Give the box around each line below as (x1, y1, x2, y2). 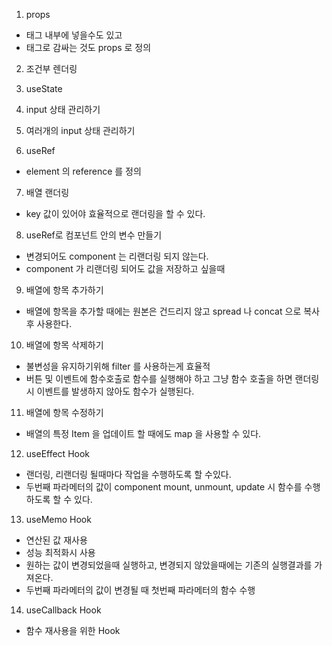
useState (25, 83, 63, 94)
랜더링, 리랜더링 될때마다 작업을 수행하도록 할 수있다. (25, 469, 232, 480)
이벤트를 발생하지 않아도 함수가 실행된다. (36, 385, 195, 397)
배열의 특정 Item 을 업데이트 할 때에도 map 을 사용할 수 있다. (25, 428, 262, 439)
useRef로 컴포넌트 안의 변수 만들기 (25, 229, 163, 241)
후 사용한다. (25, 318, 73, 329)
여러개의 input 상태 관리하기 (25, 125, 136, 136)
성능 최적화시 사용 (25, 547, 96, 558)
